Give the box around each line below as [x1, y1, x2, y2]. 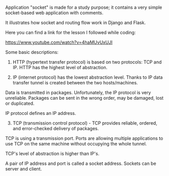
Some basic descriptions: [5, 49, 59, 55]
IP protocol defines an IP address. [5, 110, 76, 116]
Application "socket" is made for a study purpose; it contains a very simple [5, 5, 162, 10]
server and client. [5, 166, 42, 172]
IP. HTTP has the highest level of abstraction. [12, 65, 108, 70]
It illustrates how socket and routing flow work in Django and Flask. [5, 20, 146, 25]
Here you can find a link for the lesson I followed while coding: [5, 30, 136, 35]
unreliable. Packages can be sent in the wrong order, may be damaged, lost [5, 95, 164, 101]
